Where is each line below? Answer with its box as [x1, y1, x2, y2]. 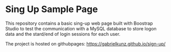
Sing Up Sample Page [5, 4, 98, 15]
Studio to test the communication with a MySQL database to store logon [5, 25, 157, 31]
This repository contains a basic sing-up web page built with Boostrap [5, 20, 153, 26]
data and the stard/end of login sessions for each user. [5, 31, 121, 37]
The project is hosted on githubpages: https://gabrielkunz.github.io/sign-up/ [5, 40, 166, 46]
